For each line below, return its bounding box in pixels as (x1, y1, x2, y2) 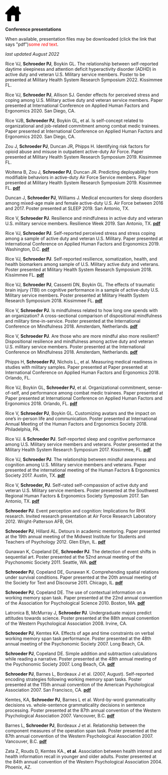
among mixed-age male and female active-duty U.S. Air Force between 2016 (5, 200, 163, 206)
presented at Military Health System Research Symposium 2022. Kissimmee (5, 77, 163, 83)
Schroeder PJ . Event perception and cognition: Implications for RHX (5, 508, 146, 513)
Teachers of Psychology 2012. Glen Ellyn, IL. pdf (5, 539, 106, 545)
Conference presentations (5, 26, 62, 32)
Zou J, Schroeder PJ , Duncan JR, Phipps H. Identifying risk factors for (5, 144, 150, 149)
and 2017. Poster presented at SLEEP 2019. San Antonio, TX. (5, 205, 129, 211)
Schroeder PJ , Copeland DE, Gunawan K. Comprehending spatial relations (5, 569, 159, 575)
